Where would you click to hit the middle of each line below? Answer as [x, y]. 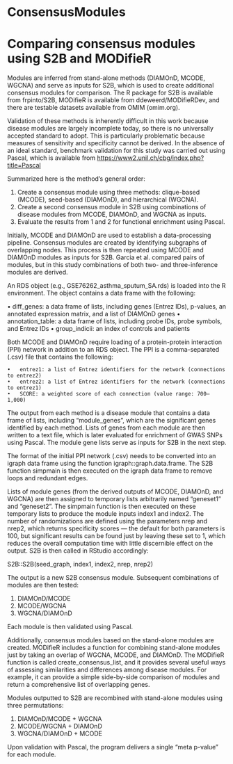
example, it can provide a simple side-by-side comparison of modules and [114, 677]
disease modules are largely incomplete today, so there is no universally [111, 129]
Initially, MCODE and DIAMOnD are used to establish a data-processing [109, 235]
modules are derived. [38, 273]
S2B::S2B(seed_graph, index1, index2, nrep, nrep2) [80, 564]
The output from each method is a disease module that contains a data [109, 413]
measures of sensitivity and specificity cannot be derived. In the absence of [116, 143]
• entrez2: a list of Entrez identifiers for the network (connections [116, 382]
